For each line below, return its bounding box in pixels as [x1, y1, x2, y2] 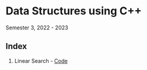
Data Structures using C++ [5, 4, 142, 18]
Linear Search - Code [14, 57, 68, 64]
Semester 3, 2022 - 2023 [5, 24, 68, 31]
